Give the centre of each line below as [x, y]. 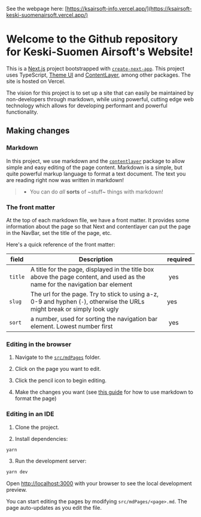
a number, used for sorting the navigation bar [94, 319]
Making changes [38, 131]
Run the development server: [51, 461]
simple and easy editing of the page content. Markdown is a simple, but [94, 167]
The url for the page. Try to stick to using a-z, [95, 294]
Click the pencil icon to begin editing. [60, 380]
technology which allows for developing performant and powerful [87, 105]
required [179, 259]
